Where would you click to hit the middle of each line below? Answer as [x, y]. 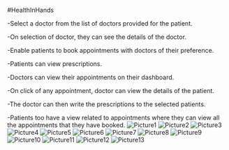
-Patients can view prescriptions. [55, 64]
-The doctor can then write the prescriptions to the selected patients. [106, 104]
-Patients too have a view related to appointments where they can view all [113, 118]
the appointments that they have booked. [66, 125]
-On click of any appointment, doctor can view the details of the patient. [111, 91]
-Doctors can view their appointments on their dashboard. [91, 77]
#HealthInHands [31, 10]
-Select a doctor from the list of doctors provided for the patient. [100, 23]
